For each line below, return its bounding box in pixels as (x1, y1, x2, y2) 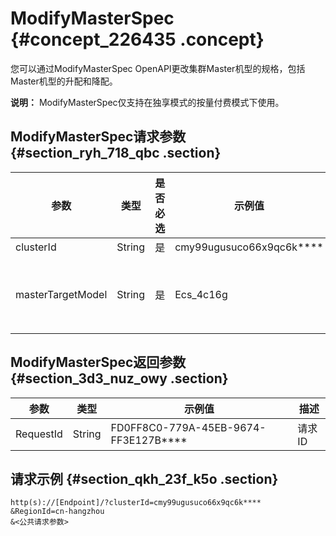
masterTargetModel (15, 287, 108, 301)
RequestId (15, 427, 63, 441)
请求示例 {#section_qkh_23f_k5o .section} (10, 470, 279, 487)
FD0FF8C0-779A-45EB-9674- (110, 420, 267, 434)
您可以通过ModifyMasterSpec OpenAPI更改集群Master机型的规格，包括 (10, 62, 306, 74)
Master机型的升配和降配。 (10, 75, 118, 87)
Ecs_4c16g (174, 287, 228, 301)
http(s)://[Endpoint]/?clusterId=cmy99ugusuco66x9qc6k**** (10, 498, 262, 508)
